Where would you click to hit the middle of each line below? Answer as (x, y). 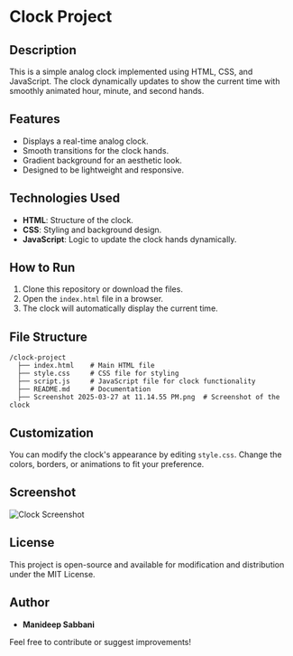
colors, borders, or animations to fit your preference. (107, 464)
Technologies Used (64, 198)
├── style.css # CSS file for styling (98, 374)
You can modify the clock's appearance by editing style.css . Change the (146, 455)
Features (35, 119)
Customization (52, 432)
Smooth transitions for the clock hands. (96, 150)
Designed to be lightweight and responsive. (103, 170)
